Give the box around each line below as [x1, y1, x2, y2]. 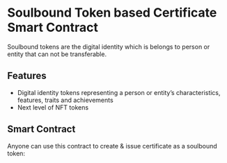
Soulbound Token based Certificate [7, 5, 217, 21]
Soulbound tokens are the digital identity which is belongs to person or [7, 42, 210, 51]
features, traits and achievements [17, 96, 113, 104]
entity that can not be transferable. [7, 50, 107, 58]
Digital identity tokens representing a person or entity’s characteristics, [17, 88, 221, 96]
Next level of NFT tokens [17, 103, 89, 112]
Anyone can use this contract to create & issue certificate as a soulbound [7, 141, 217, 150]
